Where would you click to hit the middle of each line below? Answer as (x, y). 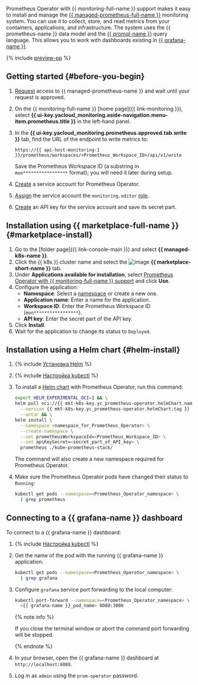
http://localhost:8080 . (43, 664)
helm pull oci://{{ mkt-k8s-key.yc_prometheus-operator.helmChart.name (105, 404)
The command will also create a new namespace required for (89, 459)
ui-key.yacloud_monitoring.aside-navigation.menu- (103, 115)
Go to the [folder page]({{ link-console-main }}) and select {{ (89, 249)
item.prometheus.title (42, 121)
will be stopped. (34, 635)
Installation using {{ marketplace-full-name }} (92, 226)
